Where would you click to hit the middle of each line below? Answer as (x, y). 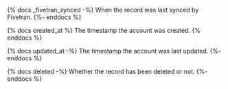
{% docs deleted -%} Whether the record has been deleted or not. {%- (107, 72)
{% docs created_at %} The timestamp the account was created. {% (104, 30)
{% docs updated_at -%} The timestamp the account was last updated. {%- (114, 51)
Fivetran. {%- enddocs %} (44, 17)
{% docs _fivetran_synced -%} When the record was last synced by (103, 10)
